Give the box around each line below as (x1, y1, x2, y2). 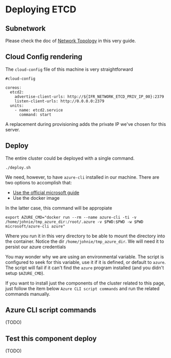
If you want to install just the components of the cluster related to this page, (5, 280, 165, 286)
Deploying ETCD (5, 4, 77, 15)
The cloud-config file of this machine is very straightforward (5, 66, 134, 72)
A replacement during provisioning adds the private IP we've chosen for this (5, 121, 166, 127)
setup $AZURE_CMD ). (5, 270, 45, 276)
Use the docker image (12, 195, 60, 201)
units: (10, 103, 24, 108)
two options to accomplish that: (5, 179, 72, 185)
